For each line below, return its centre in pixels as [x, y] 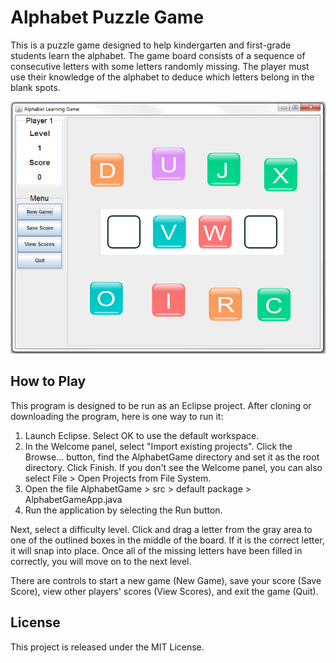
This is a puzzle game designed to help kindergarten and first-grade [151, 45]
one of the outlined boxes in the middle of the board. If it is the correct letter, [167, 540]
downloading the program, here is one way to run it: [117, 416]
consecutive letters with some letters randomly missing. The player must [160, 66]
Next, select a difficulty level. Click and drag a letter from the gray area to [161, 529]
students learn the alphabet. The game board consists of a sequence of [158, 55]
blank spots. [35, 87]
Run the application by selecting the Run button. [123, 510]
